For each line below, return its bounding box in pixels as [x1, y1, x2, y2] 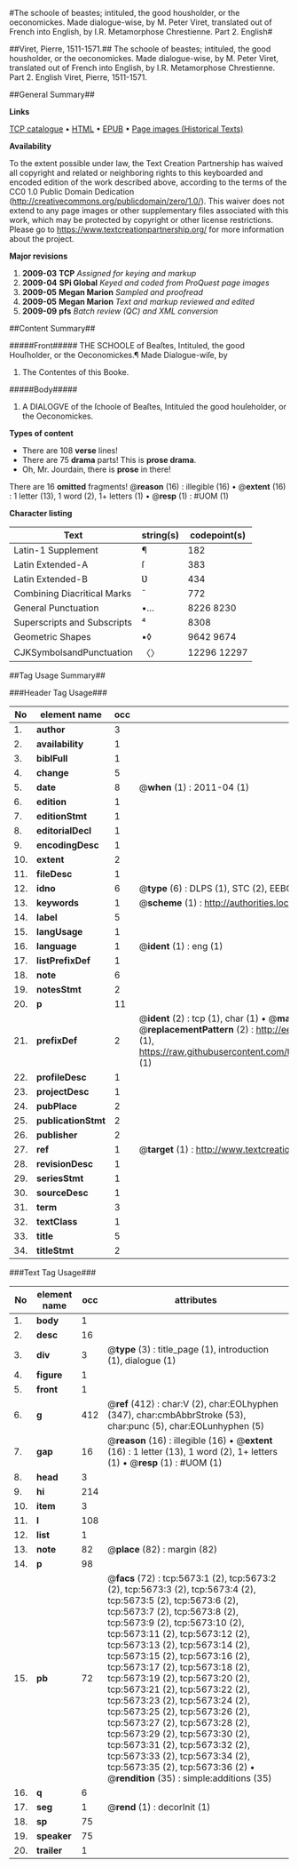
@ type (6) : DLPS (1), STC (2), [138, 882, 268, 894]
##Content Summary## [9, 323, 96, 333]
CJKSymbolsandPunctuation [13, 646, 133, 659]
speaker [36, 1830, 73, 1842]
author [36, 723, 66, 736]
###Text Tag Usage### [9, 1267, 97, 1278]
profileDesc [36, 1071, 87, 1083]
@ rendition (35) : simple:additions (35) [107, 1772, 272, 1784]
